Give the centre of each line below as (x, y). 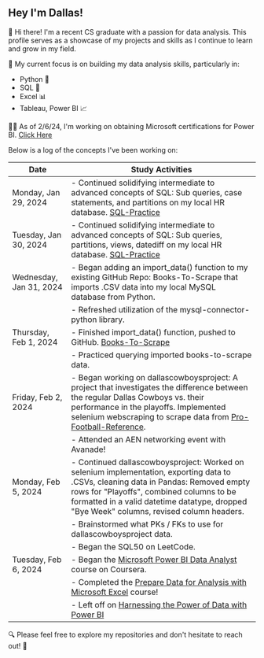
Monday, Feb (36, 482)
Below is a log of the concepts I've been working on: (93, 150)
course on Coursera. (109, 569)
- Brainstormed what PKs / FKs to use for (147, 524)
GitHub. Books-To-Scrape (121, 342)
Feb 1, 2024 (35, 342)
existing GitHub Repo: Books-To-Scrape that (154, 277)
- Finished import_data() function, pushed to (153, 332)
